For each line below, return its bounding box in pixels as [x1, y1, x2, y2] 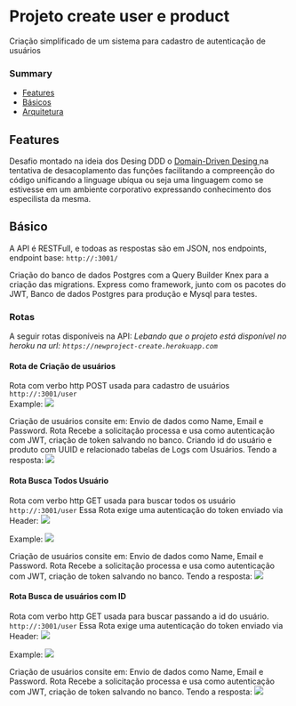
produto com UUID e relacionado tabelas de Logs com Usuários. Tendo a [9, 445, 277, 455]
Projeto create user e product [9, 6, 230, 27]
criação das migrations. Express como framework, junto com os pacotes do [9, 278, 286, 290]
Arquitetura [21, 107, 64, 117]
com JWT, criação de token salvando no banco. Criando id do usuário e [9, 435, 273, 445]
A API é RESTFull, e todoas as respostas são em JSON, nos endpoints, [9, 243, 268, 253]
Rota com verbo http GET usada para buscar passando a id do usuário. [9, 611, 269, 622]
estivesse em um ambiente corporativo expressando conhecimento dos [9, 184, 272, 195]
